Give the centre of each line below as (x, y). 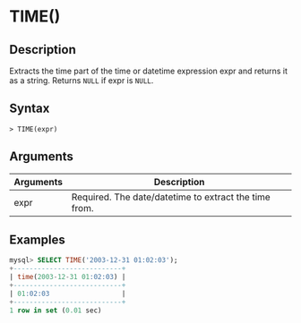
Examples (37, 240)
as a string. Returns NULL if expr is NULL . (82, 81)
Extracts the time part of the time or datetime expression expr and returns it (149, 71)
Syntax (30, 109)
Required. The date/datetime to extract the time (171, 197)
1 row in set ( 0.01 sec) (56, 310)
